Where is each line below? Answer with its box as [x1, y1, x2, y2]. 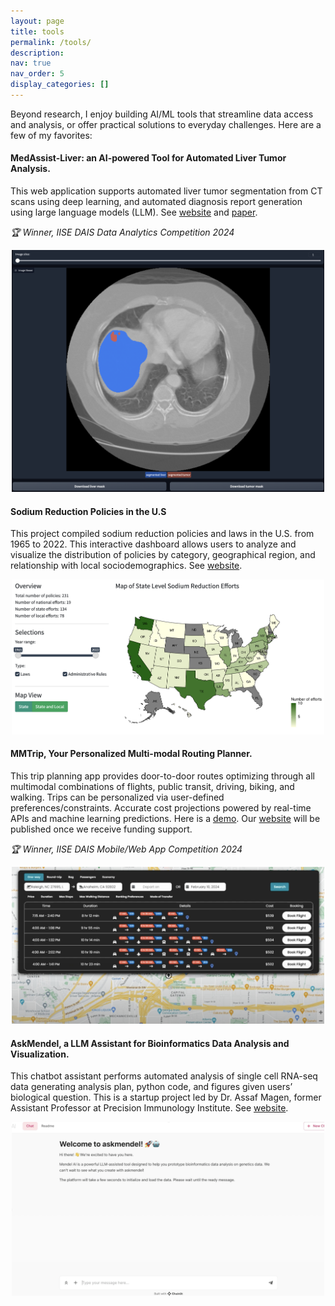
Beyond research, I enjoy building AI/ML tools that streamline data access [10, 108, 314, 120]
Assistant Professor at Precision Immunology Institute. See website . [10, 1102, 289, 1114]
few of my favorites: [10, 129, 93, 141]
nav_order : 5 [10, 69, 65, 79]
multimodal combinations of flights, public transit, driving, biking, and [10, 780, 295, 792]
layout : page [10, 16, 65, 26]
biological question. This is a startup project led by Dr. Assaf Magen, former [10, 1091, 322, 1104]
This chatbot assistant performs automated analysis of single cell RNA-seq [10, 1070, 318, 1082]
